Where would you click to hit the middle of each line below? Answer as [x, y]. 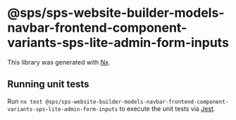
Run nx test [25, 101]
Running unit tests [48, 85]
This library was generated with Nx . [59, 62]
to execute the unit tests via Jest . [167, 108]
